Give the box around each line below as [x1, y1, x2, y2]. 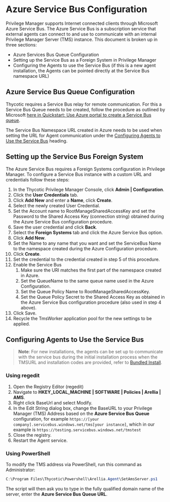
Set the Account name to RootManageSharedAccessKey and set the [13, 208, 156, 214]
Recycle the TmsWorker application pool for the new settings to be [13, 315, 152, 322]
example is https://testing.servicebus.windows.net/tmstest [13, 426, 141, 433]
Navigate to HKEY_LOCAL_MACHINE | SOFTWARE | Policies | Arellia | [13, 389, 161, 395]
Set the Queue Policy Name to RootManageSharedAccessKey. [20, 288, 150, 294]
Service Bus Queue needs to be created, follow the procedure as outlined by [6, 106, 165, 112]
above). [20, 304, 37, 310]
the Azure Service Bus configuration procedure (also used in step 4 [20, 299, 161, 305]
